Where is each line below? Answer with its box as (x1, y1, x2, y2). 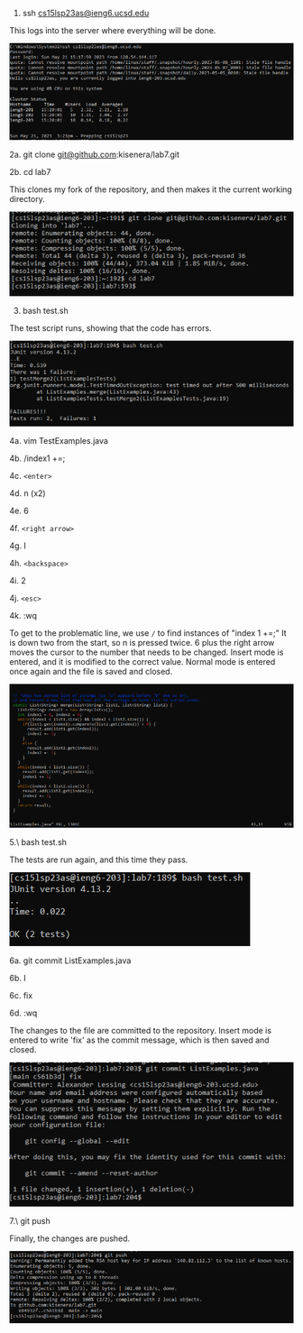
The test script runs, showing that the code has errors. (9, 322, 212, 333)
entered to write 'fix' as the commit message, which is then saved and (9, 1034, 270, 1045)
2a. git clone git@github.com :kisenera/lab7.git (9, 149, 180, 160)
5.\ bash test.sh (9, 836, 68, 847)
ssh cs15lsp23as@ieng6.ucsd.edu (22, 8, 150, 18)
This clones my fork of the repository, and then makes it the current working (9, 184, 293, 195)
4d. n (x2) (9, 488, 47, 499)
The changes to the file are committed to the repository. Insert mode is (9, 1025, 272, 1035)
